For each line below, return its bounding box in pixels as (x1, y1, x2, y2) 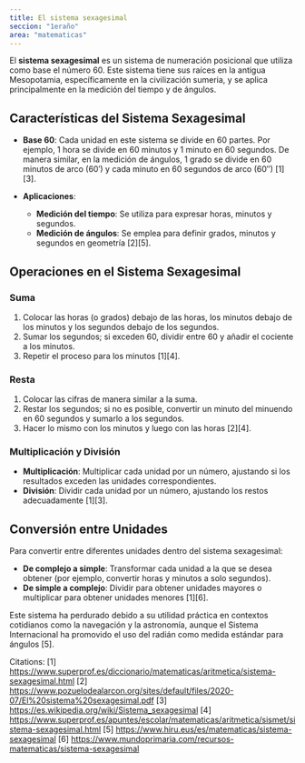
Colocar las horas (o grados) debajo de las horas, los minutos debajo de (22, 311, 293, 323)
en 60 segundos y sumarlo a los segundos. (22, 413, 184, 424)
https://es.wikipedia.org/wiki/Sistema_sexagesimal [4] (9, 705, 212, 716)
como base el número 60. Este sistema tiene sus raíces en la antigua (9, 65, 266, 75)
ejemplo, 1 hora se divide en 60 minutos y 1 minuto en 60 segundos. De (22, 145, 290, 156)
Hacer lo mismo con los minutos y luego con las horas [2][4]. (22, 423, 251, 434)
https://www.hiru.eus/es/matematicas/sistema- (115, 724, 292, 735)
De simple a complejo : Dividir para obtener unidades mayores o (22, 583, 262, 594)
